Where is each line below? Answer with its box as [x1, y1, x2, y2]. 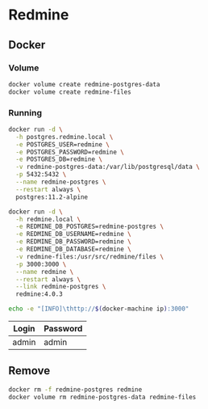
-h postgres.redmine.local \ [15, 133, 114, 141]
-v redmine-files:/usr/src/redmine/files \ [15, 252, 164, 260]
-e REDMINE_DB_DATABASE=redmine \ [15, 245, 131, 254]
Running [8, 107, 43, 118]
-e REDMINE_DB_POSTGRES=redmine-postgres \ [15, 222, 164, 231]
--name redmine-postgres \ [15, 178, 106, 187]
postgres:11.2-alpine [15, 192, 89, 201]
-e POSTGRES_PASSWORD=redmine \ [15, 148, 125, 156]
